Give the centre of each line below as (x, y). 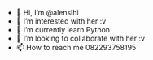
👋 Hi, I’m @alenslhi (47, 13)
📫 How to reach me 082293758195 (76, 47)
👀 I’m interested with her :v (61, 21)
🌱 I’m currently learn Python (63, 30)
